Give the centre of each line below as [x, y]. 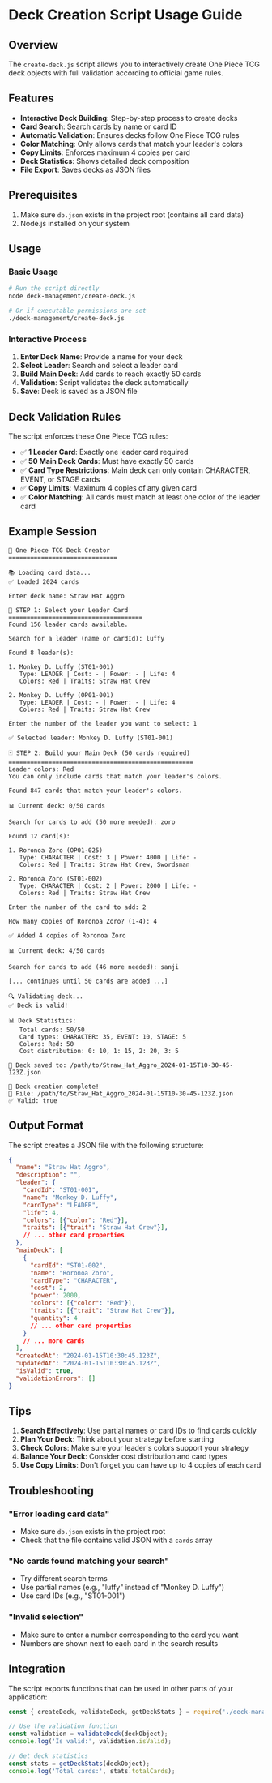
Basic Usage [34, 272]
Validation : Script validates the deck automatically [104, 383]
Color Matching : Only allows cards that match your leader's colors [131, 144]
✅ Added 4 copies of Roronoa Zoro [67, 935]
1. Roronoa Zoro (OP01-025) [56, 850]
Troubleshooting [51, 1491]
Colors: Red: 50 [47, 1044]
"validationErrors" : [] [55, 1378]
